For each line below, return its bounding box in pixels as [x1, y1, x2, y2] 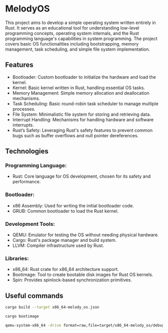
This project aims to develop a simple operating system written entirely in [5, 20, 156, 26]
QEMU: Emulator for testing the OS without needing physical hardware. [12, 232, 159, 238]
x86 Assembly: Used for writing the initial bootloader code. [12, 202, 134, 208]
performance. [12, 179, 41, 185]
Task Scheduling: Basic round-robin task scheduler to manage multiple [12, 101, 158, 107]
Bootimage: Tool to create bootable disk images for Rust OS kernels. [12, 271, 153, 278]
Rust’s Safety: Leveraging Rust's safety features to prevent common [12, 127, 153, 133]
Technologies [5, 147, 49, 156]
